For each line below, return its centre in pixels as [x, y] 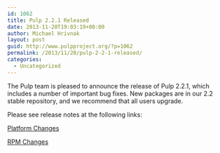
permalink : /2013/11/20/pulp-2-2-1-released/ [75, 53]
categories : [25, 60]
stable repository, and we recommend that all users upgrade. [95, 101]
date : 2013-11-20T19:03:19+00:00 [56, 27]
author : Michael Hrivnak [43, 33]
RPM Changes [28, 142]
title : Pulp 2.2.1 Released [48, 20]
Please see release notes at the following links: [75, 114]
